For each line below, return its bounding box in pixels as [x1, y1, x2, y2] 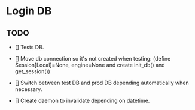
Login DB [6, 4, 52, 18]
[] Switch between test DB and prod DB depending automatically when [14, 79, 190, 86]
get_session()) [14, 68, 51, 75]
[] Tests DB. [14, 43, 44, 51]
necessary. [14, 86, 42, 93]
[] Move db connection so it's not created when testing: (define [14, 55, 171, 62]
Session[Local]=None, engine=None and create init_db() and [14, 61, 166, 68]
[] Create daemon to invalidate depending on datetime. [14, 97, 150, 104]
